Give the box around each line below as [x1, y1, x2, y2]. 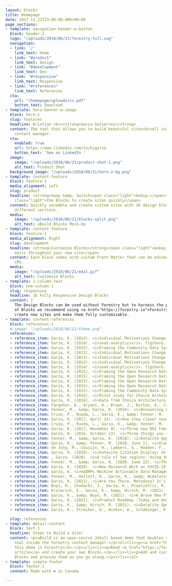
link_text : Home [14, 50, 50, 55]
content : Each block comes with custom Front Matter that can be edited [10, 255, 168, 260]
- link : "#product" [10, 55, 52, 60]
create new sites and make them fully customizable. [14, 312, 130, 317]
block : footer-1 [10, 564, 45, 569]
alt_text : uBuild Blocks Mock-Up [14, 222, 86, 227]
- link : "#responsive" [10, 74, 58, 79]
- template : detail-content [5, 521, 66, 526]
